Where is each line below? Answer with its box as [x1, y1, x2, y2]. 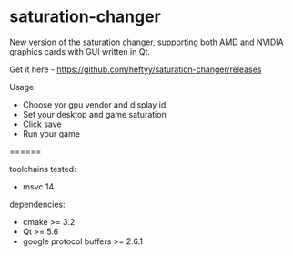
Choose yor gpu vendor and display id [22, 98, 167, 110]
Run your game [22, 128, 80, 138]
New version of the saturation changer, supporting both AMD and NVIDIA [9, 36, 284, 47]
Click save [22, 118, 62, 129]
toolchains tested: [9, 163, 76, 174]
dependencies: [9, 199, 66, 210]
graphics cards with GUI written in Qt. [9, 46, 150, 56]
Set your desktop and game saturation [22, 108, 167, 119]
